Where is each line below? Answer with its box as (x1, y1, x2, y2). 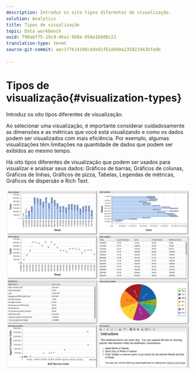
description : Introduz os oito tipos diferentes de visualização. (6, 9, 171, 15)
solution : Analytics (6, 15, 57, 22)
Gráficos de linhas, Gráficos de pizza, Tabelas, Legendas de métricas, (6, 171, 175, 178)
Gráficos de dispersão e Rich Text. (6, 177, 90, 184)
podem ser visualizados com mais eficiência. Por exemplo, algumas (6, 134, 170, 141)
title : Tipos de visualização (6, 22, 80, 28)
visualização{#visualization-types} (6, 91, 183, 105)
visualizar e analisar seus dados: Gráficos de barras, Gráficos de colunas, (6, 164, 184, 171)
